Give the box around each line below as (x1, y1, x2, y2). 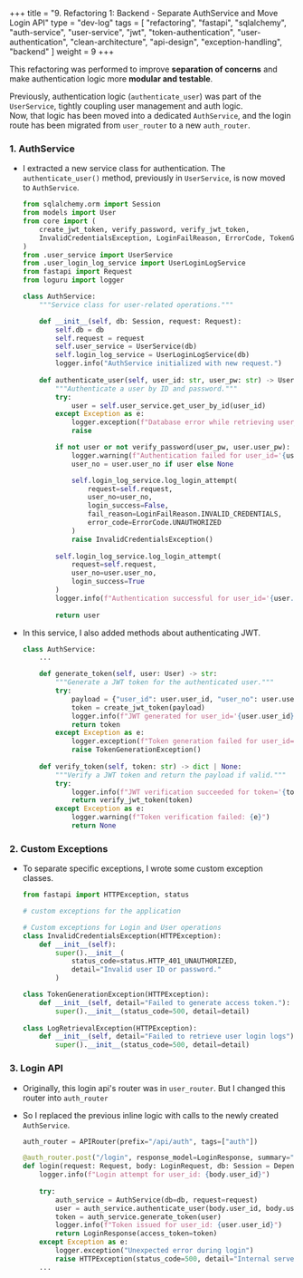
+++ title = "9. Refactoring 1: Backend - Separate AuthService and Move (9, 8, 279, 18)
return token (71, 720, 120, 729)
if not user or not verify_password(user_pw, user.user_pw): (55, 443, 291, 452)
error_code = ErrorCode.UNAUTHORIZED (87, 518, 222, 528)
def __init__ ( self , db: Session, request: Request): (39, 316, 242, 325)
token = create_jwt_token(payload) (71, 702, 205, 712)
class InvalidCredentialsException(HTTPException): (22, 931, 222, 941)
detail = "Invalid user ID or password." (71, 965, 222, 974)
